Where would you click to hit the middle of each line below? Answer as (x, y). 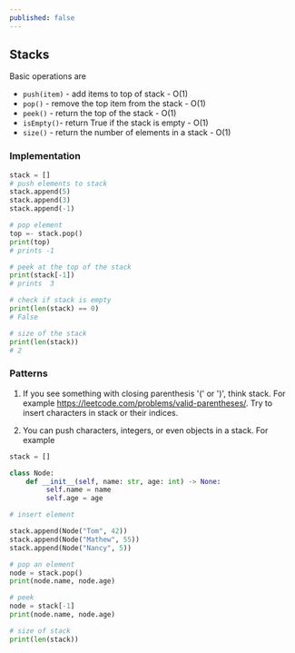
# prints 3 (32, 284)
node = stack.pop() (46, 573)
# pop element (36, 225)
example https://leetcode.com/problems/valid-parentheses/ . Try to (147, 403)
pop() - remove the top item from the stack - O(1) (114, 104)
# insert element (42, 515)
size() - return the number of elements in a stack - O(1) (127, 133)
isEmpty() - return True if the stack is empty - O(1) (115, 123)
